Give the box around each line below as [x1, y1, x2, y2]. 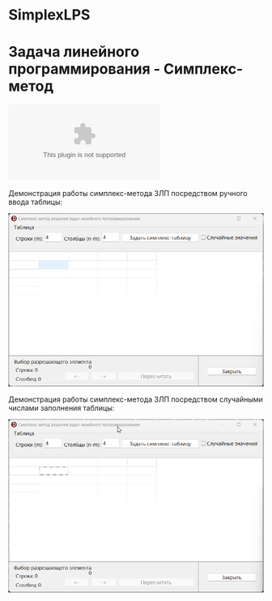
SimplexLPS [8, 6, 91, 24]
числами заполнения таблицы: [8, 403, 115, 413]
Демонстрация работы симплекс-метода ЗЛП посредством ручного [8, 189, 249, 198]
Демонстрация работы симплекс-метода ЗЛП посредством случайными [8, 394, 263, 404]
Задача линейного [8, 43, 140, 62]
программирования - [8, 60, 160, 79]
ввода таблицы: [8, 197, 63, 207]
